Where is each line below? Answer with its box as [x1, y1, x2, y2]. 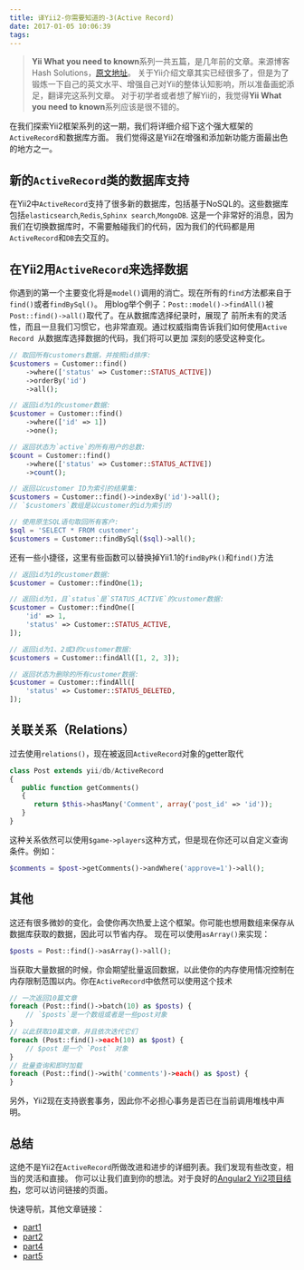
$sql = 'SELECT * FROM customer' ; [9, 525, 140, 535]
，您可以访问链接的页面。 [17, 1184, 113, 1195]
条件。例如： [9, 845, 57, 856]
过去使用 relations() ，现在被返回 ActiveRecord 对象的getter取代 [9, 747, 244, 758]
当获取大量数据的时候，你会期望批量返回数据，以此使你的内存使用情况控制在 [9, 963, 295, 975]
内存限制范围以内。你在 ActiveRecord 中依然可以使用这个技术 [9, 975, 233, 986]
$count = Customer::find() [9, 451, 111, 460]
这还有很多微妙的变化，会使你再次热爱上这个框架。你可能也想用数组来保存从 [9, 917, 295, 928]
